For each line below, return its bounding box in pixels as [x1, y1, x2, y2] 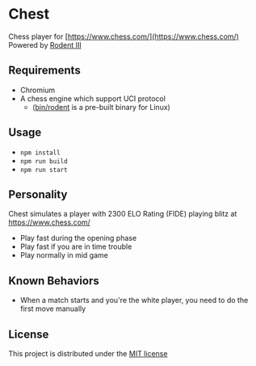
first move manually [19, 304, 86, 313]
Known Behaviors [8, 274, 99, 288]
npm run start [19, 166, 68, 174]
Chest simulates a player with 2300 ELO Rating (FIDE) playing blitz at [8, 209, 237, 219]
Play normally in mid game [19, 250, 109, 260]
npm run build [19, 157, 68, 166]
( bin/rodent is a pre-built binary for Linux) [31, 102, 171, 111]
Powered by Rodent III [8, 40, 82, 49]
